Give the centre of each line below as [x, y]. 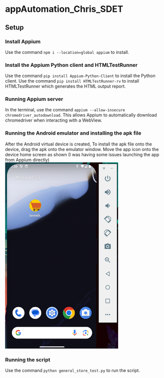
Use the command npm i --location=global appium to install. [67, 52]
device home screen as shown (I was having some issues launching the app [82, 154]
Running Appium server [34, 99]
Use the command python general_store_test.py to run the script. [73, 371]
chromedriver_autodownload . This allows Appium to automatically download [81, 115]
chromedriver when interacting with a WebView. [54, 120]
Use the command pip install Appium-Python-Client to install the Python [81, 76]
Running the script [28, 360]
